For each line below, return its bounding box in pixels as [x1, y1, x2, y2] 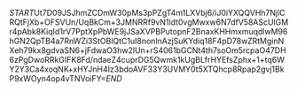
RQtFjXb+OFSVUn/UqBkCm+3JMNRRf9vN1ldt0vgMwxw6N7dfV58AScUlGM [9, 17, 289, 27]
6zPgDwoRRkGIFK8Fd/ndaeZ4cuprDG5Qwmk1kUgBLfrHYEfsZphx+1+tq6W [9, 55, 285, 65]
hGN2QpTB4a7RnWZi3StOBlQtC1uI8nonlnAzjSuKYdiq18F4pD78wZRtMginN [9, 35, 285, 46]
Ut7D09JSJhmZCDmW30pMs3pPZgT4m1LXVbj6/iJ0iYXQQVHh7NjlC [34, 8, 285, 18]
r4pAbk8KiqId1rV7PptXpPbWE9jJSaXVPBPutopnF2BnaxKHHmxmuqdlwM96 [9, 27, 288, 36]
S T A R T [9, 8, 35, 18]
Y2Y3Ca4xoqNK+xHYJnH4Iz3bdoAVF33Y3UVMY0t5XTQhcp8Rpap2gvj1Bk [9, 64, 285, 74]
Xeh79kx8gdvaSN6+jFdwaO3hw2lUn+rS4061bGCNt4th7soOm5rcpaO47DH [9, 45, 286, 56]
